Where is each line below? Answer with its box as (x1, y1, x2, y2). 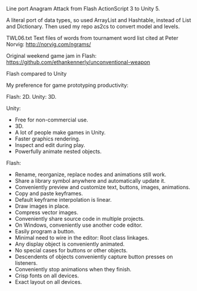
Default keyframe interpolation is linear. (14, 196, 112, 203)
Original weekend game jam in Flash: (6, 52, 97, 59)
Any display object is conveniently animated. (14, 240, 125, 248)
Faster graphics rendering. (14, 135, 81, 142)
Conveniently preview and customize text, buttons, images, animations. (14, 184, 190, 190)
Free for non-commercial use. (14, 116, 88, 123)
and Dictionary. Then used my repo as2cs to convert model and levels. (6, 23, 180, 30)
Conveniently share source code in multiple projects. (14, 215, 145, 222)
